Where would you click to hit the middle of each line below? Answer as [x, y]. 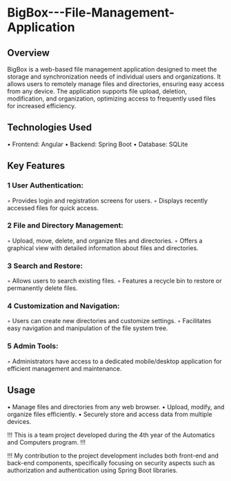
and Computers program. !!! [47, 442]
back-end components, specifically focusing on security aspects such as [111, 462]
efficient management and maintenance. [64, 368]
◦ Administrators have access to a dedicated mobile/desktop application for [114, 361]
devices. [19, 421]
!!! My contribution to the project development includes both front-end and [113, 456]
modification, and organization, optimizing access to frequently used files [111, 99]
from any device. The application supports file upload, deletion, [97, 91]
